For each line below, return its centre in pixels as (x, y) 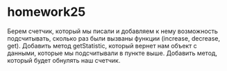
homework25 (47, 12)
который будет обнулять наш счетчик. (64, 60)
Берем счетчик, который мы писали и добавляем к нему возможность (113, 31)
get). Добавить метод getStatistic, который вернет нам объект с (102, 45)
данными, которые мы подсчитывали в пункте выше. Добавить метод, (112, 53)
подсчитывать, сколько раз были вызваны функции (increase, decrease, (114, 38)
